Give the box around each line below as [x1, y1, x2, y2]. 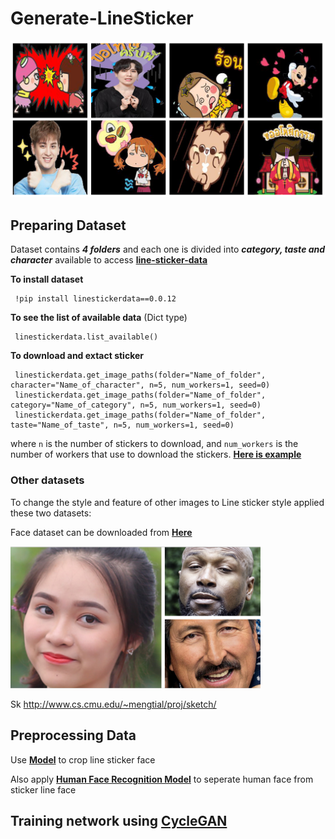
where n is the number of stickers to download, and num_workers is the [10, 438, 299, 450]
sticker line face [10, 783, 77, 796]
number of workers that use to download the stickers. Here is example [10, 448, 302, 461]
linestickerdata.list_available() [14, 332, 159, 342]
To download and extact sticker [10, 350, 144, 362]
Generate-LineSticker [10, 7, 194, 30]
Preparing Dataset [10, 217, 127, 234]
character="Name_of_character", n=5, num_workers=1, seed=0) [10, 380, 271, 391]
